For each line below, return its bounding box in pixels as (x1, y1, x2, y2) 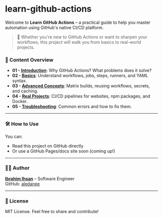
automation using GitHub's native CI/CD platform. (5, 24, 104, 30)
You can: (5, 134, 23, 139)
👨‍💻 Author (5, 165, 30, 171)
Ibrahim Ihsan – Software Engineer (5, 176, 75, 182)
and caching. (12, 88, 38, 94)
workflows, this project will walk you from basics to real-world (16, 39, 142, 45)
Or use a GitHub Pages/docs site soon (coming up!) (12, 148, 115, 154)
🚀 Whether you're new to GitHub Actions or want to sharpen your (16, 34, 147, 40)
